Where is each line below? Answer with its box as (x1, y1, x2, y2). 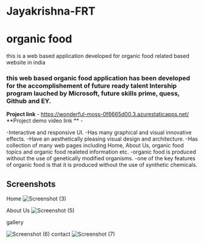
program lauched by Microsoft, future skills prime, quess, (6, 90, 180, 98)
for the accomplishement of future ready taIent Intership (6, 82, 177, 90)
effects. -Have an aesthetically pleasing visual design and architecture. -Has (6, 135, 198, 143)
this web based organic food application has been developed (6, 74, 191, 83)
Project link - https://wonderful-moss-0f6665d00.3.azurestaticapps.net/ (6, 111, 189, 118)
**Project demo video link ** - (6, 117, 83, 124)
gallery (6, 219, 24, 226)
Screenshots (6, 178, 56, 189)
